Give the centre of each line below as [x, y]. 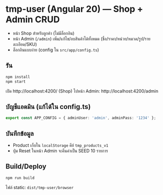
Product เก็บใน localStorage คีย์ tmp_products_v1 [61, 145]
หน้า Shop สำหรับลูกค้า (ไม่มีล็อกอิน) [43, 33]
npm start [16, 81]
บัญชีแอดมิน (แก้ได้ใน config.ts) [48, 107]
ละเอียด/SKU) [25, 44]
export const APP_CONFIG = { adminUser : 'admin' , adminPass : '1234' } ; [81, 118]
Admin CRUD [33, 19]
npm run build [20, 178]
